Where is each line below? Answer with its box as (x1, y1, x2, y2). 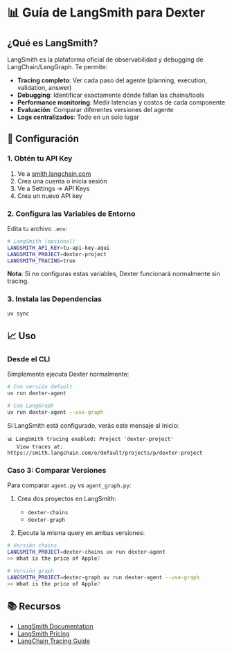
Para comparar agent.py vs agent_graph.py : (7, 481, 132, 489)
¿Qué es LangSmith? (7, 37, 98, 48)
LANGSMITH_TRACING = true (7, 257, 76, 264)
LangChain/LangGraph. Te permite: (7, 63, 108, 71)
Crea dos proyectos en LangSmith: (17, 495, 116, 503)
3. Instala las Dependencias (7, 294, 102, 304)
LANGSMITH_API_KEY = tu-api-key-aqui (7, 244, 110, 251)
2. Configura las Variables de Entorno (7, 208, 136, 218)
